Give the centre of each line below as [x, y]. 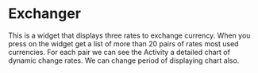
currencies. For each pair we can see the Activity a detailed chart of [119, 52]
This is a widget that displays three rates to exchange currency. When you [129, 35]
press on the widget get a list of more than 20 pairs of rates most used [124, 43]
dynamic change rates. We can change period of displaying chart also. [124, 60]
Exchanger [45, 14]
